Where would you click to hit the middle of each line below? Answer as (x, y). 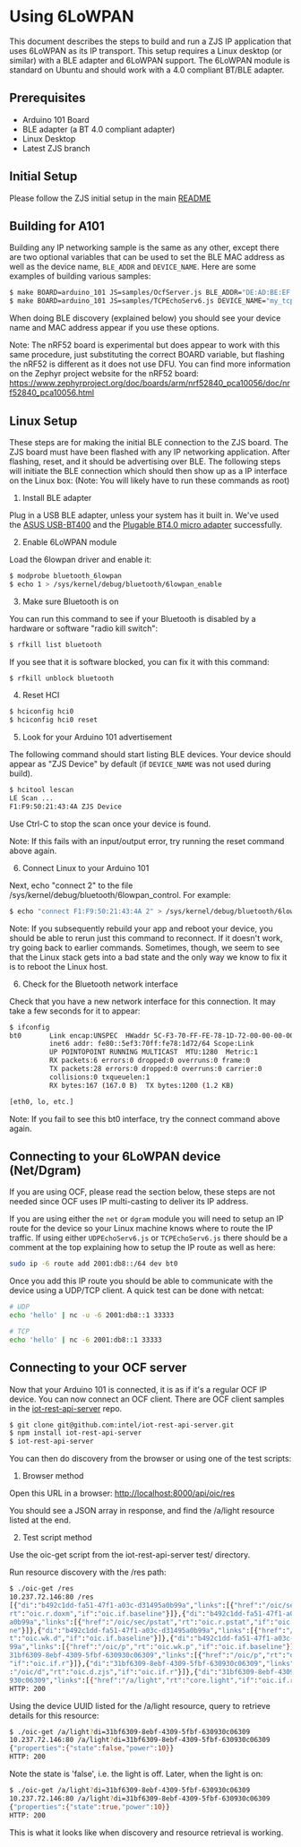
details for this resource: (54, 1715)
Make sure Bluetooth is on (70, 601)
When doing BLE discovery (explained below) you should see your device (145, 318)
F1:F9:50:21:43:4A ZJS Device (66, 807)
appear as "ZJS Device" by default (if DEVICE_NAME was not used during (140, 764)
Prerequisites (47, 98)
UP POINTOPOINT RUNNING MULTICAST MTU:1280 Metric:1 (153, 1052)
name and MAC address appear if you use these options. (114, 328)
